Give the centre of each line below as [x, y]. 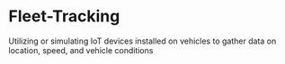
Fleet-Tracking [64, 16]
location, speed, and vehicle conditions [81, 50]
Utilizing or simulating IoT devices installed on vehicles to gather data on [142, 41]
